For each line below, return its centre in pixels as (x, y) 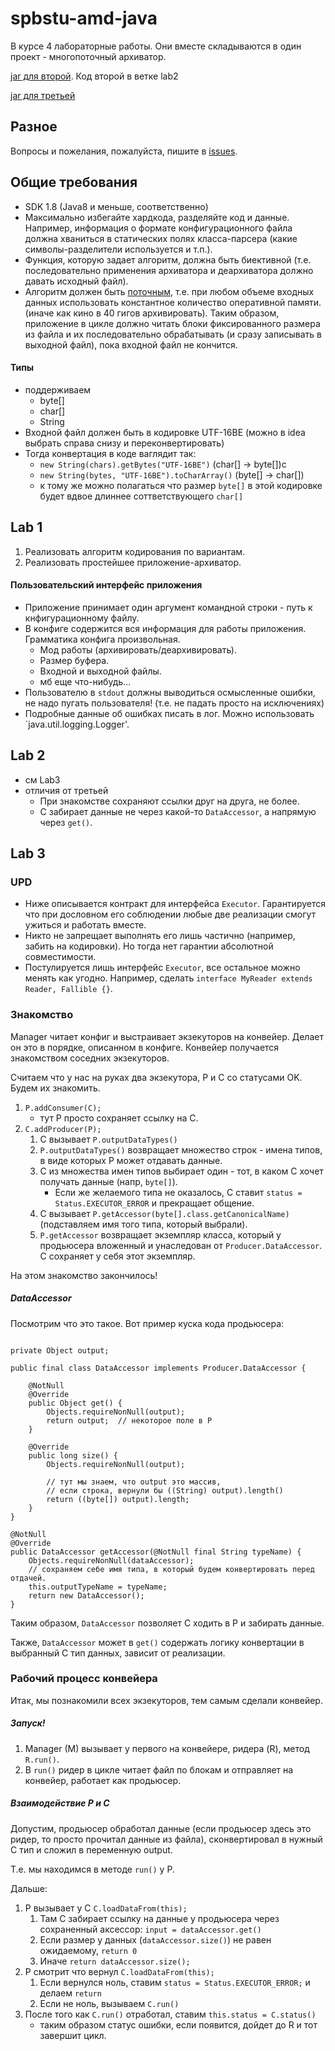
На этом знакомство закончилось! (84, 1275)
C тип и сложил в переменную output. (91, 1849)
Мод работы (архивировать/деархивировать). (138, 649)
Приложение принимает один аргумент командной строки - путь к (168, 607)
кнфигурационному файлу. (82, 618)
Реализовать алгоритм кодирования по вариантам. (135, 551)
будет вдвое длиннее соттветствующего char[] (141, 496)
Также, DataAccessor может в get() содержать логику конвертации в (157, 1642)
